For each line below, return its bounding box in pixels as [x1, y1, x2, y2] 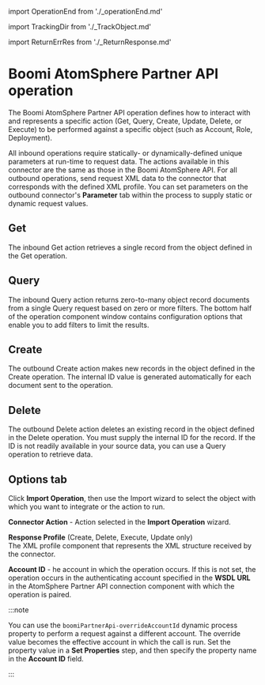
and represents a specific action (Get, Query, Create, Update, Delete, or [8, 116, 242, 126]
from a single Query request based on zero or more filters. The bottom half [8, 303, 252, 313]
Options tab [8, 472, 67, 486]
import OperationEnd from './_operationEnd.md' [8, 7, 163, 16]
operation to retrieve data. [8, 450, 93, 459]
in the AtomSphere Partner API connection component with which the [8, 581, 235, 591]
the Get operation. [8, 250, 68, 260]
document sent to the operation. [8, 381, 113, 390]
